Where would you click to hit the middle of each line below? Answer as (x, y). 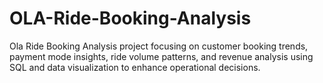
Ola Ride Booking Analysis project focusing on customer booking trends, (159, 46)
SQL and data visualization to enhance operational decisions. (135, 67)
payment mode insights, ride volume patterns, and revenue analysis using (161, 56)
